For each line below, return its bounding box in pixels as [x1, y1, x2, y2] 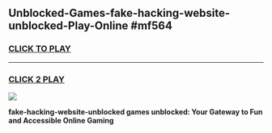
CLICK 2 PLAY [8, 73, 65, 85]
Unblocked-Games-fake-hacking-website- [8, 6, 231, 20]
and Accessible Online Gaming [8, 115, 114, 125]
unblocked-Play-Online [8, 19, 129, 33]
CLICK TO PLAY [8, 44, 71, 55]
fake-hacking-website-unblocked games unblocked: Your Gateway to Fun [8, 106, 263, 116]
